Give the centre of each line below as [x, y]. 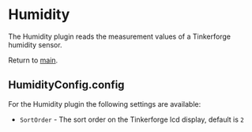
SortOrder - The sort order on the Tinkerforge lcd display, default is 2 [132, 119]
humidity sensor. [35, 44]
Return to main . [33, 60]
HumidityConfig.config [66, 85]
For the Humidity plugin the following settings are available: [105, 104]
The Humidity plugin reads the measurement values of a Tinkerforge [120, 36]
